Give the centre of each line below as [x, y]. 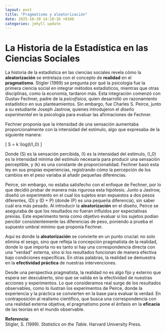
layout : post [19, 10]
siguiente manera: [24, 135]
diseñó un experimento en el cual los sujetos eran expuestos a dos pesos [80, 195]
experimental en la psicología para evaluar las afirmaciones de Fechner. [79, 115]
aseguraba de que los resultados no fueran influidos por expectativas [76, 211]
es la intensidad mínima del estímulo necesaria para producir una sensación [83, 159]
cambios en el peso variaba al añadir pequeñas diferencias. [66, 175]
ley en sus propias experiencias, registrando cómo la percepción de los [78, 170]
